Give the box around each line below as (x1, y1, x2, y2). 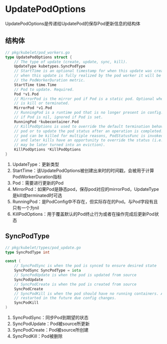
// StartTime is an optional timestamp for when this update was (14, 69, 153, 74)
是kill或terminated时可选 (12, 192, 62, 198)
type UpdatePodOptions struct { (5, 55, 72, 60)
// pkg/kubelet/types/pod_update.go (5, 245, 81, 250)
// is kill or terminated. (14, 101, 70, 106)
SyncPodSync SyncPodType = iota (14, 268, 81, 273)
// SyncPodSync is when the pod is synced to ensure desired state (14, 263, 157, 268)
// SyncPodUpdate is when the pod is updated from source (14, 272, 137, 278)
